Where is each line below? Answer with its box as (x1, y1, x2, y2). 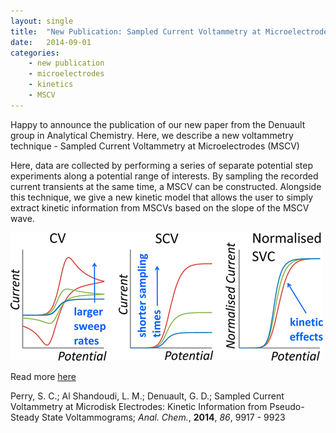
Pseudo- (269, 400, 305, 412)
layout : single (10, 16, 74, 26)
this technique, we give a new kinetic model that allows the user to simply (10, 191, 314, 203)
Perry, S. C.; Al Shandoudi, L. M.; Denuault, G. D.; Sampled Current (10, 390, 285, 402)
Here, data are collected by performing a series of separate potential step (10, 159, 314, 171)
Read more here (10, 370, 77, 382)
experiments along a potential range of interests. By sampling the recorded (10, 170, 319, 182)
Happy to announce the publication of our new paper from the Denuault (10, 118, 306, 130)
